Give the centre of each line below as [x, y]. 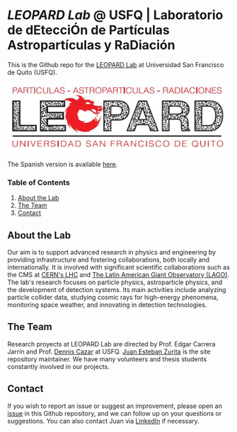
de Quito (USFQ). [33, 72]
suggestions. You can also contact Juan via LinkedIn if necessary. [103, 421]
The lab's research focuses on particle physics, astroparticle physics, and [115, 282]
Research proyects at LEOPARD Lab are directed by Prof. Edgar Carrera [111, 344]
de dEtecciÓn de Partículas [88, 30]
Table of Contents [39, 182]
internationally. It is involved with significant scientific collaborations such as [118, 267]
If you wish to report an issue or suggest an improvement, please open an [115, 406]
